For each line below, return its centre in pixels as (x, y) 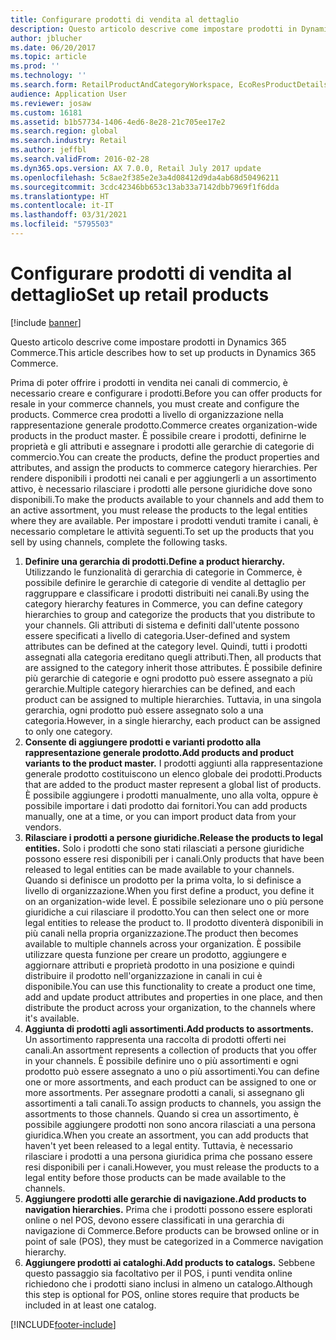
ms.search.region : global (64, 131)
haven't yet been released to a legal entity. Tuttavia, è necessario (158, 1145)
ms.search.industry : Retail (69, 141)
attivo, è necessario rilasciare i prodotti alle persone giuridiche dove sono (161, 488)
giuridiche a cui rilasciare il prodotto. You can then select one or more (167, 912)
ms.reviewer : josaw (51, 103)
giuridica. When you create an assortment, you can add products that (166, 1135)
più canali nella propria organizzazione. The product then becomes (161, 933)
